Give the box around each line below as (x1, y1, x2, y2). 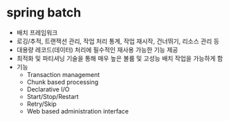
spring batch (6, 5, 82, 21)
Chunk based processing (26, 78, 99, 86)
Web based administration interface (26, 107, 129, 115)
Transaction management (26, 70, 100, 78)
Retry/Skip (26, 100, 57, 108)
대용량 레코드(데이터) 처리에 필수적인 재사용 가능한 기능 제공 (16, 45, 178, 54)
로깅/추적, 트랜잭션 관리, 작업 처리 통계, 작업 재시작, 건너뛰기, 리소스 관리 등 (16, 36, 219, 45)
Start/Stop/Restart (26, 92, 79, 100)
